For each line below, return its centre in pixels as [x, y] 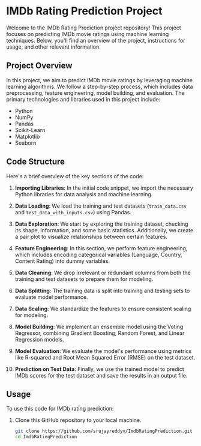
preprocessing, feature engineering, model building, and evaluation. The [95, 93]
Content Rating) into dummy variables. [62, 261]
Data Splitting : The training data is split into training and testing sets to [102, 291]
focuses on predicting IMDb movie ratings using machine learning [88, 34]
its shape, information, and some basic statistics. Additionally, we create [104, 230]
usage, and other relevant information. [53, 47]
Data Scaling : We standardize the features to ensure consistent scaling [103, 309]
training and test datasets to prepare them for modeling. [84, 279]
